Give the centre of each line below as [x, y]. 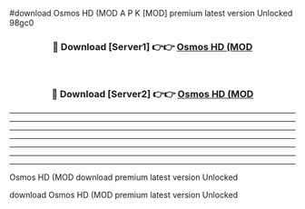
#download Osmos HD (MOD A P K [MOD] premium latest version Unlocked [151, 13]
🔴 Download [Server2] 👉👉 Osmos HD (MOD [152, 95]
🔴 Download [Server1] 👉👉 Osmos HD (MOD [152, 46]
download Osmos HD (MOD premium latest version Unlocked [124, 194]
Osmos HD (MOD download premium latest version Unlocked [124, 177]
